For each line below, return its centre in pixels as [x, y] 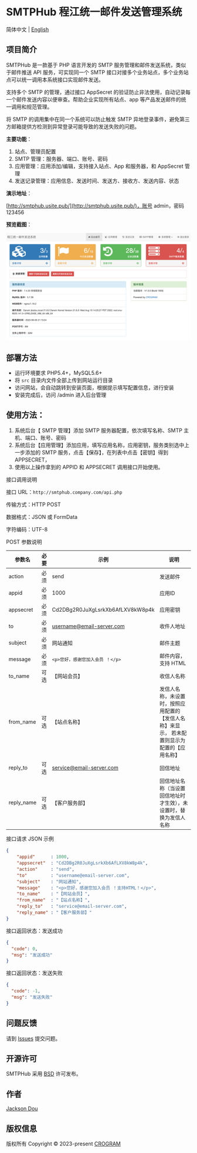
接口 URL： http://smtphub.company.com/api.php [64, 492]
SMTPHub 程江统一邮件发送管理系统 [94, 12]
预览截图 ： [19, 224]
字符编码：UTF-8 [27, 529]
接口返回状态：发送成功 [34, 931]
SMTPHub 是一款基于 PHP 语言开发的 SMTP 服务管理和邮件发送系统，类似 [96, 65]
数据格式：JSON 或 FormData [42, 517]
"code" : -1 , [26, 991]
